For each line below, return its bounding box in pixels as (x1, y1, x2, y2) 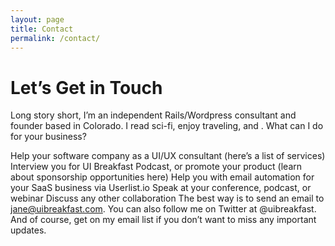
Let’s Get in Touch (10, 76, 163, 99)
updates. (10, 224, 47, 236)
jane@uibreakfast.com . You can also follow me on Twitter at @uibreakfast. (10, 203, 317, 215)
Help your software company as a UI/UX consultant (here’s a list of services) (10, 150, 326, 162)
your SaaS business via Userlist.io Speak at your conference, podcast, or (10, 182, 312, 194)
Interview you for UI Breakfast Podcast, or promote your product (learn (10, 161, 302, 173)
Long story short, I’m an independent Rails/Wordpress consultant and (10, 109, 297, 121)
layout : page (10, 14, 65, 25)
